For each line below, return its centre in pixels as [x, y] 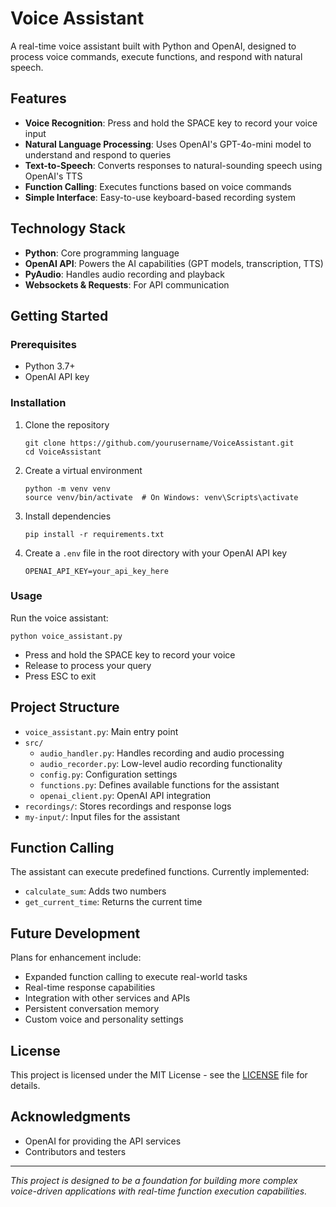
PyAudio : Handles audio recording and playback [124, 274]
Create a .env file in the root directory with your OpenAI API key [156, 553]
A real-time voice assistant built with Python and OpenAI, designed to [153, 46]
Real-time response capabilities [90, 988]
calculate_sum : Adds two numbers [95, 891]
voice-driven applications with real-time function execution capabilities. [159, 1191]
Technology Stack [68, 228]
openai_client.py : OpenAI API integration [125, 795]
